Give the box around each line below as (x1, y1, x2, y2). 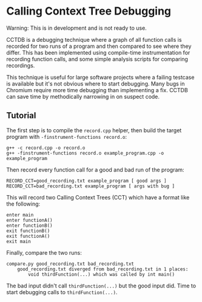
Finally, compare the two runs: (6, 249, 82, 256)
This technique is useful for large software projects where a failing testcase (6, 73, 195, 81)
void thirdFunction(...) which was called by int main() (28, 271, 175, 277)
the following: (6, 200, 41, 207)
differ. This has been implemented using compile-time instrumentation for (6, 49, 190, 56)
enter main (6, 212, 34, 218)
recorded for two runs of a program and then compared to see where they (6, 42, 192, 50)
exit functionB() (6, 227, 50, 234)
